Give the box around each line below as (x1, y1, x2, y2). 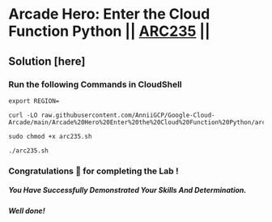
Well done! (8, 206, 46, 216)
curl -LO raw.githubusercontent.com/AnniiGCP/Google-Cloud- (8, 111, 216, 119)
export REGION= (8, 96, 60, 105)
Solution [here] (8, 54, 86, 68)
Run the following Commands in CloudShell (8, 79, 182, 90)
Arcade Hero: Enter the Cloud (8, 5, 210, 23)
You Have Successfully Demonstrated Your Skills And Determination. (8, 186, 247, 195)
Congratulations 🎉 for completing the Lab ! (8, 165, 179, 177)
